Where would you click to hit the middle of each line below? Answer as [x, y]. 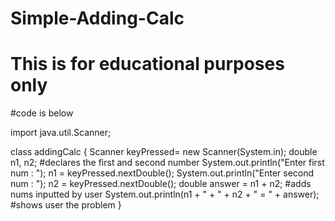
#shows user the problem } [66, 205]
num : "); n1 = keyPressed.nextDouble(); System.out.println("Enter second [162, 173]
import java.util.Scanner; [61, 133]
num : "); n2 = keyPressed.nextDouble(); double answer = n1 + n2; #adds [161, 184]
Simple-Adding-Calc [97, 18]
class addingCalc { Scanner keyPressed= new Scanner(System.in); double [164, 152]
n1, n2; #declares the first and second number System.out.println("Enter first [167, 163]
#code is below [42, 113]
